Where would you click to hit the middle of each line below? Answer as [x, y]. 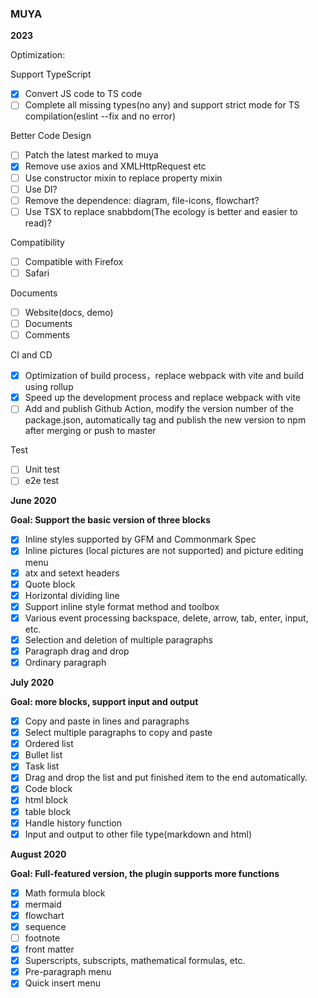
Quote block [50, 584]
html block [46, 800]
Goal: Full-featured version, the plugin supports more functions [145, 873]
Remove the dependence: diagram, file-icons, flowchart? [142, 200]
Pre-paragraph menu [68, 972]
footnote [42, 938]
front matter [49, 949]
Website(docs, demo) [69, 312]
